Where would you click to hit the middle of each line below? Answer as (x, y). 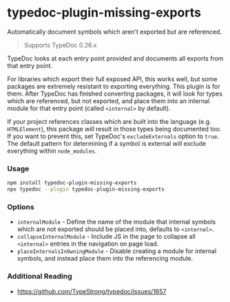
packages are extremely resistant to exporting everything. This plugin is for (114, 86)
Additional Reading (40, 277)
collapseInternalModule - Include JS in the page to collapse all (106, 237)
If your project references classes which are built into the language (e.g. (109, 121)
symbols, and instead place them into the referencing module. (105, 259)
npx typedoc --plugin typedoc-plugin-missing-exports (86, 190)
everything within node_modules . (52, 151)
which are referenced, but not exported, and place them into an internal (108, 100)
